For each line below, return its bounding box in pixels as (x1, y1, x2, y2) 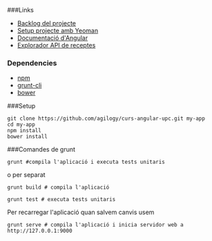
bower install (7, 134, 48, 140)
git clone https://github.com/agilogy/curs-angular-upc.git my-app (7, 115, 206, 123)
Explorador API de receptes (17, 41, 96, 49)
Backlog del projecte (17, 19, 77, 27)
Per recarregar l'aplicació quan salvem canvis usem (7, 208, 155, 216)
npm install (7, 127, 41, 134)
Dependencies (7, 58, 57, 67)
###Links (7, 6, 35, 14)
